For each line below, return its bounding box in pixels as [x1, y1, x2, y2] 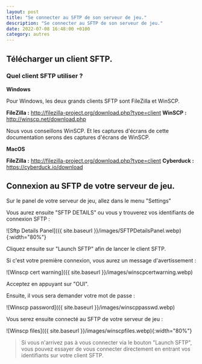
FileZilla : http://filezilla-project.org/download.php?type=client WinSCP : [6, 109, 187, 116]
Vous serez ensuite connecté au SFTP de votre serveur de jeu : [6, 315, 163, 322]
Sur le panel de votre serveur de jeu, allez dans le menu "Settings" [6, 197, 172, 204]
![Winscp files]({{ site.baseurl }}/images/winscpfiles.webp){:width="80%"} [6, 327, 192, 334]
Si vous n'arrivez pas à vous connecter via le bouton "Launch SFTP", [21, 339, 192, 346]
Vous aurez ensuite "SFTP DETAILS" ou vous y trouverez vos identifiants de [6, 209, 195, 216]
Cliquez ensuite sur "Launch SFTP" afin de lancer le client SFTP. [6, 245, 166, 252]
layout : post [6, 8, 39, 15]
